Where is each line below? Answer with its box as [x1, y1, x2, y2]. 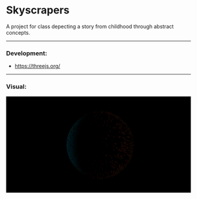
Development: [6, 49, 47, 57]
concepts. [6, 29, 30, 36]
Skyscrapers [6, 4, 70, 17]
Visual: [6, 83, 27, 91]
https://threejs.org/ [14, 63, 60, 70]
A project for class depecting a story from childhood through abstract [6, 23, 174, 30]
